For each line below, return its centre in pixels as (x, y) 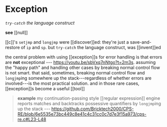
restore (12, 47)
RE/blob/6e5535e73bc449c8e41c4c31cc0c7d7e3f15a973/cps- (82, 114)
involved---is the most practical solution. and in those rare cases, (72, 83)
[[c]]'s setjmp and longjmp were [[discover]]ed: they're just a (67, 42)
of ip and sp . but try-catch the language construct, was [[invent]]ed (91, 47)
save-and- (141, 42)
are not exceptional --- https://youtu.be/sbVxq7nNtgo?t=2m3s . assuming (81, 62)
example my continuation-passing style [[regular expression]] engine (89, 98)
